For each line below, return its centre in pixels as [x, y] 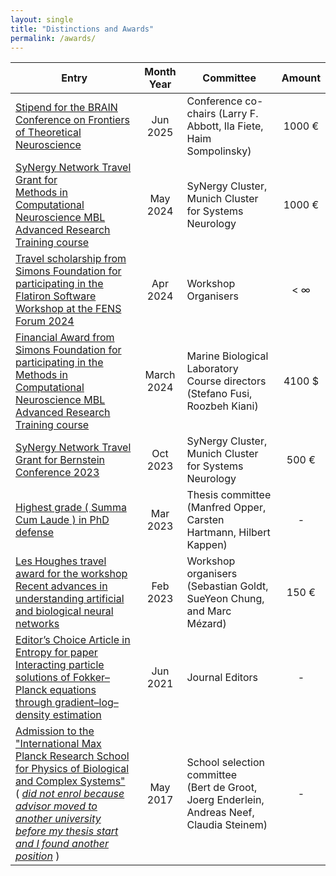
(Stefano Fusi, [219, 394]
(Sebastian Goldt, [227, 586]
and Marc [209, 611]
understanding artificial [70, 599]
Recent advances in [61, 586]
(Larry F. [238, 114]
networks [37, 624]
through [34, 703]
